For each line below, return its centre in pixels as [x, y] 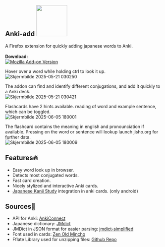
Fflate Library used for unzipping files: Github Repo [64, 240]
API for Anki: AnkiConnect [39, 218]
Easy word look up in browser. [43, 170]
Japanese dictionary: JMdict [41, 224]
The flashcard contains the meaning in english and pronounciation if [75, 126]
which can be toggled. [28, 112]
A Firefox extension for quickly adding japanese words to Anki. [69, 46]
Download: [17, 56]
